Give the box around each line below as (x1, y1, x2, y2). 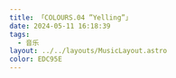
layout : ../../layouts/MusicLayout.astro (9, 47, 168, 56)
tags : (9, 30, 30, 39)
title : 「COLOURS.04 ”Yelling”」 (9, 13, 133, 22)
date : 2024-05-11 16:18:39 (9, 22, 111, 30)
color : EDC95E (9, 55, 63, 64)
